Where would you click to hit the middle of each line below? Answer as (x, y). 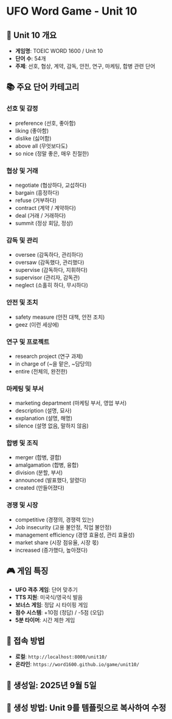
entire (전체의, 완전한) (41, 371)
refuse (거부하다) (36, 200)
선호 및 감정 (22, 109)
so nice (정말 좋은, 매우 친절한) (52, 153)
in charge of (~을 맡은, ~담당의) (53, 364)
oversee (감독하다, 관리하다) (49, 255)
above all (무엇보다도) (41, 146)
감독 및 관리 (22, 240)
